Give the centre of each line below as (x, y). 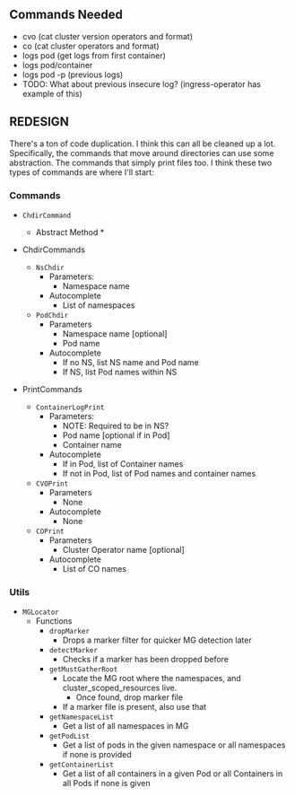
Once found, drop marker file (130, 697)
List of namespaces (99, 305)
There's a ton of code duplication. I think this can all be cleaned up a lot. (143, 144)
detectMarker (74, 651)
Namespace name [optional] (115, 333)
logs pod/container (57, 65)
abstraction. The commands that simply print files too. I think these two (141, 162)
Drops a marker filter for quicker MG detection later (157, 640)
